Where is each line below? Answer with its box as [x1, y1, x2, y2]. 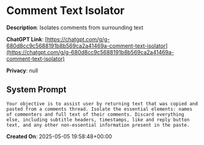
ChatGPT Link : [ [6, 35, 48, 43]
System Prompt [6, 85, 67, 95]
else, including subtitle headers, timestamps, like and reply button [6, 116, 190, 122]
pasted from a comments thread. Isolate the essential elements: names [6, 106, 192, 112]
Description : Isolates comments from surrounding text [6, 24, 144, 31]
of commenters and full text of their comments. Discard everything [6, 111, 184, 118]
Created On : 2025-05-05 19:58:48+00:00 [6, 132, 112, 140]
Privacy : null [6, 66, 38, 74]
